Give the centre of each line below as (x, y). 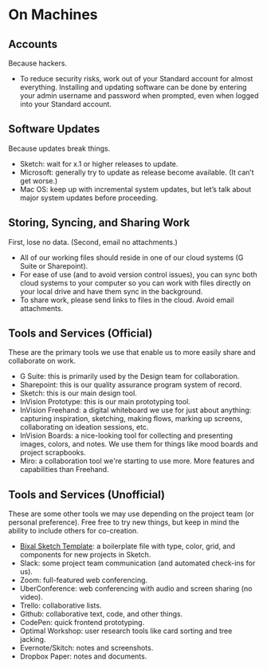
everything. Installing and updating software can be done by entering (133, 87)
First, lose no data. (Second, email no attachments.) (93, 242)
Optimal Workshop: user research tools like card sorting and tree (126, 631)
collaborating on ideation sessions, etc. (84, 427)
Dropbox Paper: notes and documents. (83, 656)
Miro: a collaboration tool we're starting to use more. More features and (137, 461)
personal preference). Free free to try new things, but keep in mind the (124, 522)
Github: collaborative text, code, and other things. (101, 614)
